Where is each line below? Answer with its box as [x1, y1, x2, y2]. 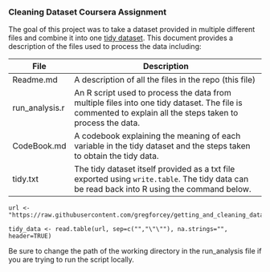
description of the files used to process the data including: [8, 42, 202, 51]
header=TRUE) [8, 232, 52, 241]
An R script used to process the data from [73, 87, 231, 99]
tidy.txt [12, 173, 39, 185]
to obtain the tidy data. [73, 151, 159, 162]
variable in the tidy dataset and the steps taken [73, 140, 251, 152]
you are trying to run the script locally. [8, 255, 135, 265]
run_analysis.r [12, 103, 65, 114]
